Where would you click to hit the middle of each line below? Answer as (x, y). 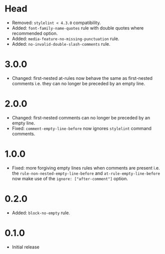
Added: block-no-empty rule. (41, 213)
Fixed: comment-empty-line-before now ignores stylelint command (82, 128)
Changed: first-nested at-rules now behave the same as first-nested (82, 78)
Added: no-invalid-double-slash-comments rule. (61, 44)
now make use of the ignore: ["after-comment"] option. (70, 178)
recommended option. (35, 33)
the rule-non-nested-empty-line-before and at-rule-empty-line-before (86, 173)
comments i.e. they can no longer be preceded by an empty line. (78, 83)
